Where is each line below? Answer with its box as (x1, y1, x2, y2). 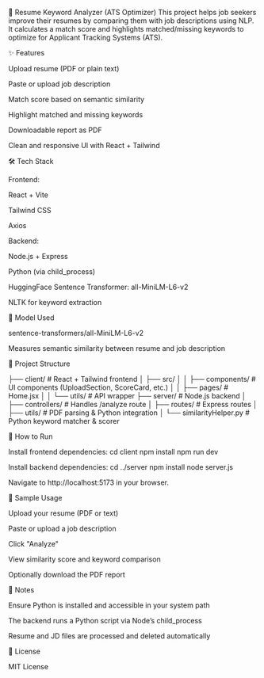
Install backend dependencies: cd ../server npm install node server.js (8, 463, 234, 471)
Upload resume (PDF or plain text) (8, 64, 120, 73)
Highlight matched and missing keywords (8, 110, 143, 119)
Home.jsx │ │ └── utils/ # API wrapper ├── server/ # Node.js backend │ (8, 391, 247, 400)
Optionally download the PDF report (8, 570, 125, 579)
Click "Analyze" (8, 539, 59, 548)
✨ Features (8, 48, 45, 57)
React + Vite (8, 190, 49, 200)
